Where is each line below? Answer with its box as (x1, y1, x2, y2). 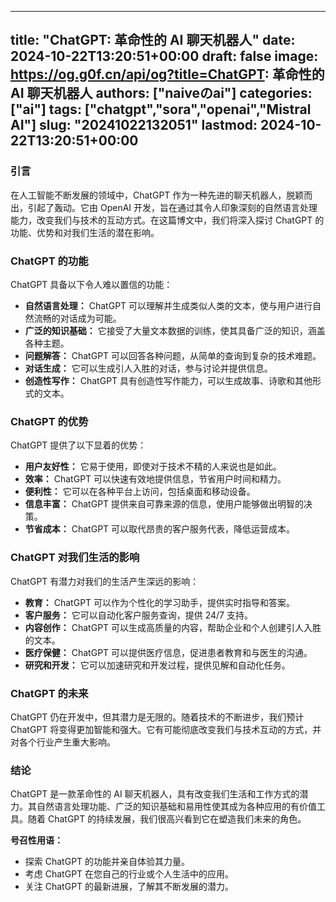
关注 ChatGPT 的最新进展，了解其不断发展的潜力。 (24, 881, 235, 893)
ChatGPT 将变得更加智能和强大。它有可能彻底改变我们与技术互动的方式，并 (10, 723, 322, 735)
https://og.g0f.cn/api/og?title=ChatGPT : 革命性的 (10, 66, 325, 83)
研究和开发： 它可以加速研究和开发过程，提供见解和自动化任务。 (24, 659, 291, 671)
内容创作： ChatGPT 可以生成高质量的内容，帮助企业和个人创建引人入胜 (24, 621, 322, 633)
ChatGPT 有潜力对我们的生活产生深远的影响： (10, 575, 200, 587)
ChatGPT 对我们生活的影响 (10, 551, 140, 565)
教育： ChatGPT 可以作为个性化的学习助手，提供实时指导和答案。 (24, 596, 296, 608)
